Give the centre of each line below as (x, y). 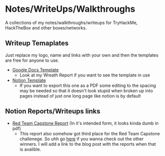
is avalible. (30, 149)
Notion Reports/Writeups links (53, 111)
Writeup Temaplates (37, 43)
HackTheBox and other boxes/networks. (46, 27)
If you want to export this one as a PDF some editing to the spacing (88, 85)
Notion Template (29, 80)
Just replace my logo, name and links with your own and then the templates (82, 55)
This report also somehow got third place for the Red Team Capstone (90, 133)
